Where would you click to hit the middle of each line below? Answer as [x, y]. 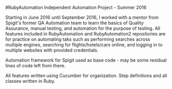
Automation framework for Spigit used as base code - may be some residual [86, 60]
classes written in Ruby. [30, 81]
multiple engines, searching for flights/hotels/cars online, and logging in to [84, 45]
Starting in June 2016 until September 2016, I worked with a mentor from [82, 17]
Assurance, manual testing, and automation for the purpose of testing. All [83, 28]
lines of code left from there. [35, 66]
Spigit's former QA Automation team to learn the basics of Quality [74, 23]
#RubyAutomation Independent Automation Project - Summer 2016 [76, 7]
